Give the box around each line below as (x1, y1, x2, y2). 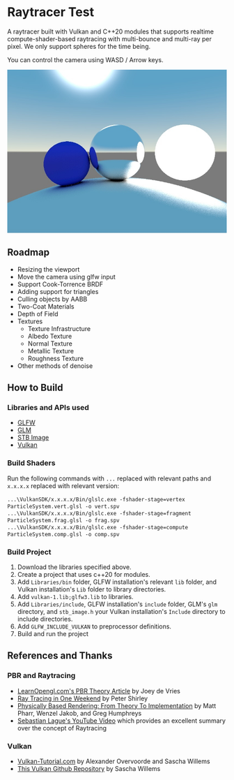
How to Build (7, 382, 64, 394)
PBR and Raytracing (7, 671, 76, 681)
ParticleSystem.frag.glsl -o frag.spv (7, 517, 120, 524)
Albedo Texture (27, 332, 72, 340)
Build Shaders (7, 458, 56, 468)
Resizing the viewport (17, 265, 80, 273)
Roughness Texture (27, 354, 84, 362)
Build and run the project (17, 629, 89, 638)
